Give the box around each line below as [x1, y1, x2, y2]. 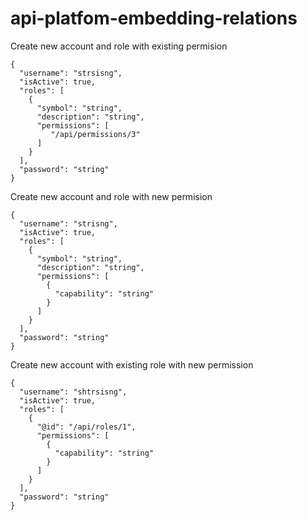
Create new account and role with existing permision [10, 40, 228, 52]
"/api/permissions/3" [50, 129, 141, 139]
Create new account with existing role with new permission [10, 358, 254, 371]
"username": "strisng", [19, 218, 118, 229]
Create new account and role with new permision [10, 190, 213, 202]
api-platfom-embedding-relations [10, 7, 298, 30]
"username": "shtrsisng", [19, 387, 128, 397]
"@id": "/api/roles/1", [36, 422, 137, 432]
